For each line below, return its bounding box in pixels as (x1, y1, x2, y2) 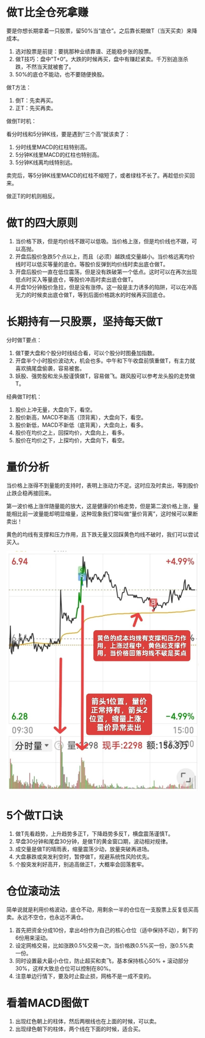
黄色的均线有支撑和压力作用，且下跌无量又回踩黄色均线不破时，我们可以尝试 (6, 530, 199, 538)
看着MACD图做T (6, 996, 90, 1010)
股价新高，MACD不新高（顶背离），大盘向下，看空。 (15, 413, 146, 421)
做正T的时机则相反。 (6, 192, 59, 200)
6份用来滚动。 (15, 934, 51, 941)
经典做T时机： (6, 393, 43, 400)
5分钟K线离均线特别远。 (15, 159, 76, 166)
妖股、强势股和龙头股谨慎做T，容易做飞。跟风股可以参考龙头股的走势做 (15, 372, 195, 380)
